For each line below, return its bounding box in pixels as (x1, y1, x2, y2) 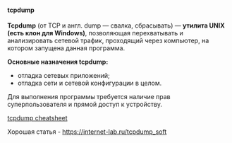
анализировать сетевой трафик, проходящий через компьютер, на (7, 36, 209, 45)
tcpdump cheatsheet (7, 114, 68, 122)
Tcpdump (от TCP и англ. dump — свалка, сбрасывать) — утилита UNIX (7, 21, 226, 30)
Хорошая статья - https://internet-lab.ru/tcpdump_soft (7, 127, 167, 136)
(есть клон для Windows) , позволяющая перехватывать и (7, 29, 183, 38)
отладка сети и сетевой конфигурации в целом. (17, 79, 162, 88)
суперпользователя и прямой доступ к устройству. (7, 100, 163, 109)
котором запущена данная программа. (7, 44, 126, 52)
